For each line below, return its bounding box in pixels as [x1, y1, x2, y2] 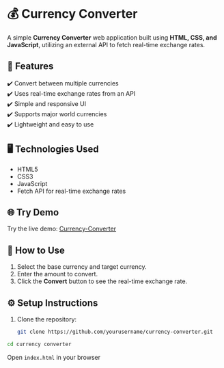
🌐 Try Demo [7, 207, 59, 218]
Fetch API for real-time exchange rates [16, 187, 126, 195]
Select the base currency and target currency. [16, 263, 147, 271]
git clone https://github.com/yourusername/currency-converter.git [16, 328, 213, 335]
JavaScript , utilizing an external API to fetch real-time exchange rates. [7, 40, 206, 49]
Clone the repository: [16, 315, 77, 323]
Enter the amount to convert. [16, 270, 98, 278]
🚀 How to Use [7, 244, 65, 256]
